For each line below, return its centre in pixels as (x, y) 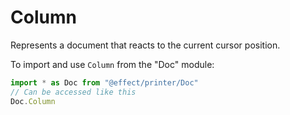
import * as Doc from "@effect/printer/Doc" (104, 82)
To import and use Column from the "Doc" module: (112, 64)
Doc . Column (33, 101)
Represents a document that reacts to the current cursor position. (145, 45)
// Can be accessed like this (73, 92)
